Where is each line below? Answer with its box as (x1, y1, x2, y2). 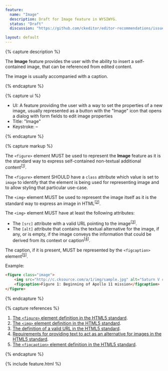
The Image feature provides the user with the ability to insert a (5, 58, 134, 64)
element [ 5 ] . (5, 252, 28, 259)
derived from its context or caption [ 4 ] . (12, 236, 90, 243)
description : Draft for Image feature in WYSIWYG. (9, 16, 117, 21)
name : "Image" (9, 12, 39, 17)
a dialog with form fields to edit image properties (12, 113, 113, 119)
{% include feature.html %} (5, 360, 61, 366)
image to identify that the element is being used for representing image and (5, 179, 159, 185)
